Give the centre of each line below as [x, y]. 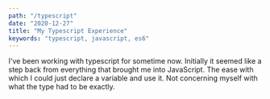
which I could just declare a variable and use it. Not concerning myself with [133, 78]
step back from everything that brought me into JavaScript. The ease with [131, 70]
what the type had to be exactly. [62, 87]
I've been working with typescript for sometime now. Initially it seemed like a [135, 61]
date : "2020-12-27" [41, 23]
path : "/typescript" [43, 16]
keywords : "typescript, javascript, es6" [79, 38]
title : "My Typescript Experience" [68, 31]
